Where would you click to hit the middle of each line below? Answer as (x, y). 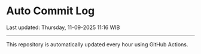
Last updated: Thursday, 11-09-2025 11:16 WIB (63, 27)
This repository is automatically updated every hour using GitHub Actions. (97, 44)
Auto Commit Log (51, 11)
